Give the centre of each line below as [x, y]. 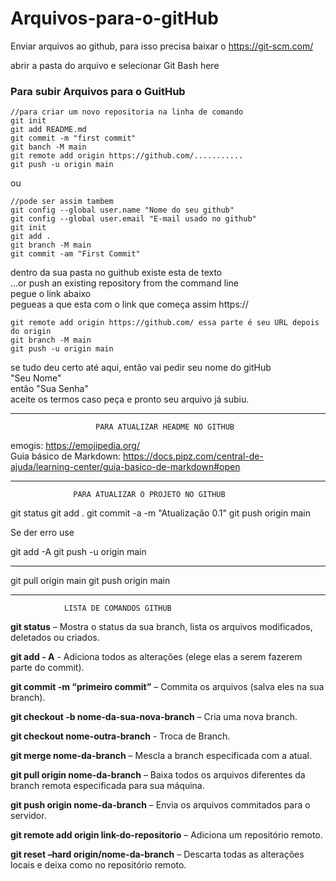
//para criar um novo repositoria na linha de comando [127, 112]
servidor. [28, 816]
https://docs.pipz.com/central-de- [193, 456]
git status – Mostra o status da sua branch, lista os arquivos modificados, [161, 627]
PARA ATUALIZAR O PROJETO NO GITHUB [149, 495]
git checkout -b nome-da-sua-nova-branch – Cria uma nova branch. [154, 717]
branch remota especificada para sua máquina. [107, 786]
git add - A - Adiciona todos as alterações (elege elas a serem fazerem [156, 657]
